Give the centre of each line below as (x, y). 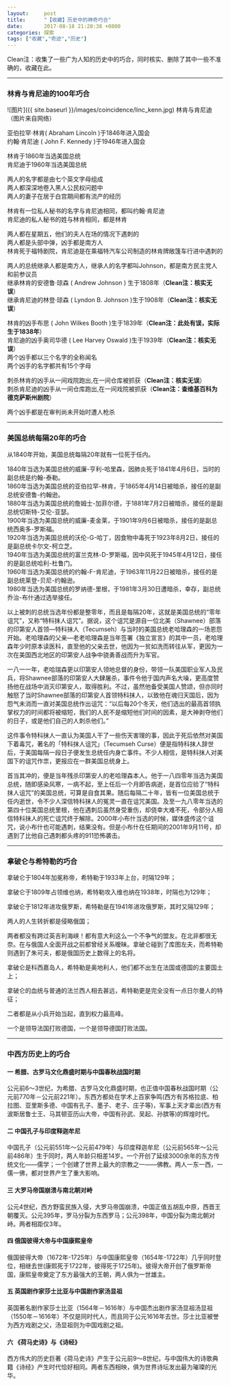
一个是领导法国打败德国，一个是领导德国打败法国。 (79, 1028)
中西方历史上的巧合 (39, 1054)
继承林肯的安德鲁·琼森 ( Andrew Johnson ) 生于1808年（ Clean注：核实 (107, 283)
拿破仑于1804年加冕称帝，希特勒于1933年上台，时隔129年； (92, 878)
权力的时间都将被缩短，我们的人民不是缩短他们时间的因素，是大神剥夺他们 (118, 712)
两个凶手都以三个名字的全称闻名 (52, 358)
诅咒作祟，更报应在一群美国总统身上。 (79, 760)
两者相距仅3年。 (42, 1224)
